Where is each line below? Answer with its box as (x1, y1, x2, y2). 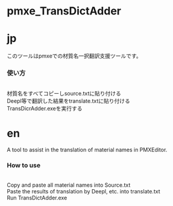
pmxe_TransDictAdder (7, 4, 121, 18)
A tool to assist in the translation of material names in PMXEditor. (7, 146, 168, 154)
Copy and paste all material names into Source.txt (7, 181, 131, 189)
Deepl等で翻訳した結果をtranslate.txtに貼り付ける (7, 97, 130, 105)
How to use (7, 161, 41, 169)
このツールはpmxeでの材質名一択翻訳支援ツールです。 (7, 52, 142, 59)
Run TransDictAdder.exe (7, 194, 68, 201)
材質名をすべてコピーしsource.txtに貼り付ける (7, 90, 121, 97)
